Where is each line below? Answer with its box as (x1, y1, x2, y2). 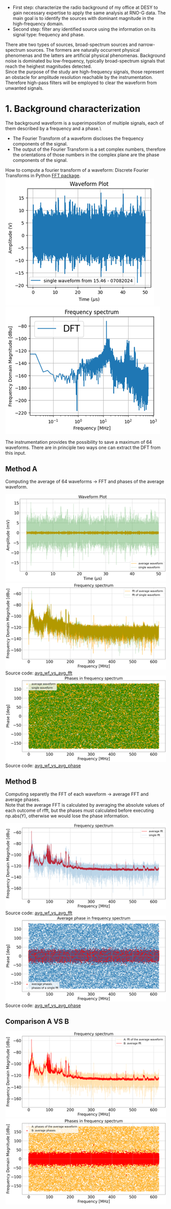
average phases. (5, 796, 40, 803)
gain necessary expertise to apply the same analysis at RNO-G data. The (12, 10, 166, 16)
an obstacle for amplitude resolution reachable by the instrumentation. (5, 74, 153, 80)
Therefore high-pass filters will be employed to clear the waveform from (5, 79, 157, 86)
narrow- (138, 42, 155, 48)
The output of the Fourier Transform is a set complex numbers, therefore (12, 146, 166, 152)
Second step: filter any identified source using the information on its (12, 26, 156, 32)
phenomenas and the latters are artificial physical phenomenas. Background (5, 52, 166, 58)
